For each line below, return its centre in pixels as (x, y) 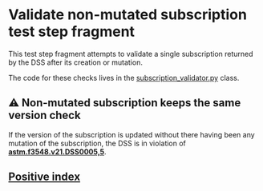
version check (45, 115)
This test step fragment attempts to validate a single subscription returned (131, 54)
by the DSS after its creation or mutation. (75, 62)
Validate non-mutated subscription (127, 15)
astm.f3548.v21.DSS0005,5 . (57, 151)
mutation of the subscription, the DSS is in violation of (97, 143)
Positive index (45, 177)
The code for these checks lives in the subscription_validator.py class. (124, 78)
